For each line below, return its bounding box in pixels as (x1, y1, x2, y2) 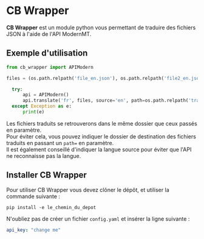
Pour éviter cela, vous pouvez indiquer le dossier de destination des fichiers (6, 132, 196, 140)
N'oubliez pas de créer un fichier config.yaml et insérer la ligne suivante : (6, 215, 190, 223)
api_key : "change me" (6, 227, 61, 233)
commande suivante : (6, 193, 61, 200)
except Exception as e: (12, 103, 72, 110)
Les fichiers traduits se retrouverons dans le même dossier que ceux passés (6, 120, 197, 127)
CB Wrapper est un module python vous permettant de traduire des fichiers (6, 24, 196, 31)
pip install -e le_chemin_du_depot (6, 204, 97, 210)
